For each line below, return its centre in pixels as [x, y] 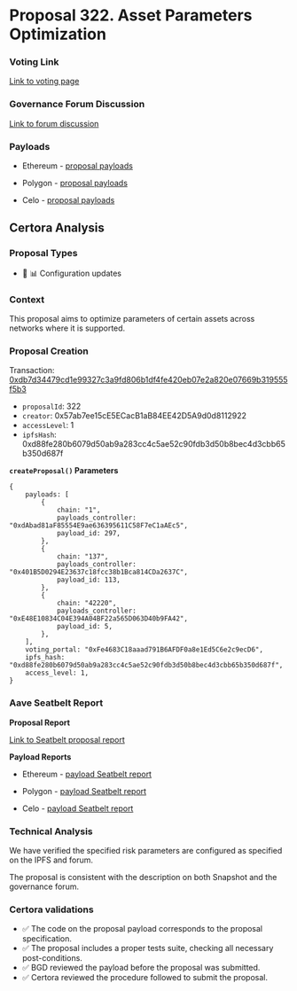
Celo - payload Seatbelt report [78, 808]
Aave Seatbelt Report [56, 703]
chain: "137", [82, 557]
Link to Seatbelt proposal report [67, 739]
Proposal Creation [49, 351]
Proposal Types [43, 254]
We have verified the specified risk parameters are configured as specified [146, 850]
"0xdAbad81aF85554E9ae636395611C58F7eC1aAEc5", [99, 526]
